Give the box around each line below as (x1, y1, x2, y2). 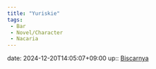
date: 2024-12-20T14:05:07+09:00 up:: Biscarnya (7, 54, 149, 62)
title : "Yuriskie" (7, 10, 60, 17)
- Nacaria (10, 36, 39, 42)
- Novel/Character (10, 29, 64, 36)
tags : (7, 16, 23, 23)
